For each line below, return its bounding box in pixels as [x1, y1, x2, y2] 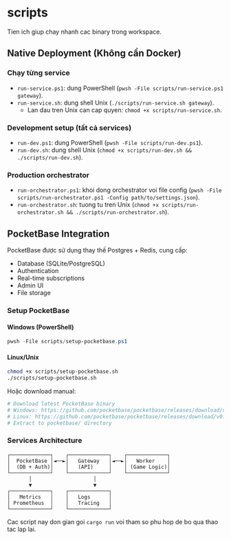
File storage [16, 289, 52, 297]
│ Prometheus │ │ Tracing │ [7, 499, 112, 506]
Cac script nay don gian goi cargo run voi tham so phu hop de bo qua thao [7, 517, 219, 526]
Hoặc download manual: [7, 387, 76, 395]
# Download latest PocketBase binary [7, 400, 115, 407]
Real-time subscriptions [16, 274, 85, 283]
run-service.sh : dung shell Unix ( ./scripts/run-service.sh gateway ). [16, 98, 214, 107]
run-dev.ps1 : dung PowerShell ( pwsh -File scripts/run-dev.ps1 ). [16, 138, 203, 147]
